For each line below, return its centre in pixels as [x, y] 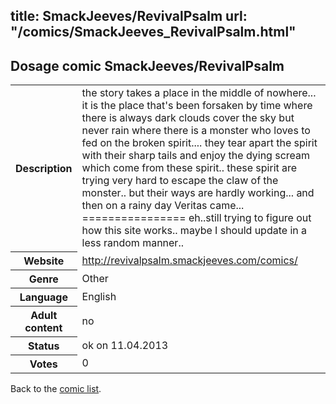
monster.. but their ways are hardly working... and [198, 193]
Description [44, 168]
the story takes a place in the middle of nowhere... [199, 93]
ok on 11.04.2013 [125, 345]
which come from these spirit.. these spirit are [189, 168]
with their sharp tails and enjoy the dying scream [196, 156]
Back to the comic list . [56, 388]
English [99, 296]
